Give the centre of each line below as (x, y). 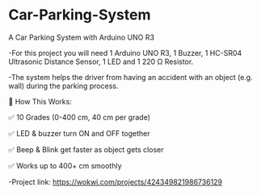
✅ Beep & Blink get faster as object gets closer (86, 149)
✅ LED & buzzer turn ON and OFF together (80, 133)
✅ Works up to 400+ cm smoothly (65, 165)
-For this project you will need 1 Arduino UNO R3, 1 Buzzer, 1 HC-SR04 (125, 53)
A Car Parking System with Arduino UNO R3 (82, 37)
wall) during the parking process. (63, 86)
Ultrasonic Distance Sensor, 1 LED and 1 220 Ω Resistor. (101, 61)
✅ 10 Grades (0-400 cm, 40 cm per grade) (80, 117)
